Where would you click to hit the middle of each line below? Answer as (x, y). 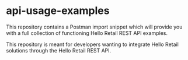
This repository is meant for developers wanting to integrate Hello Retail (93, 44)
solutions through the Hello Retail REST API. (59, 50)
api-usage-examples (58, 11)
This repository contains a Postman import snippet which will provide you (94, 27)
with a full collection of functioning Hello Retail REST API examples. (87, 33)
